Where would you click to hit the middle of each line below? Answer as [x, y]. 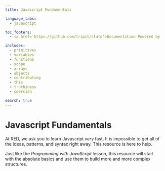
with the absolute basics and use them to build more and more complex [78, 159]
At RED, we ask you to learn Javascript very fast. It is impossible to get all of [82, 138]
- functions [22, 59]
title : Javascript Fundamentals [38, 10]
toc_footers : [19, 32]
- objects [20, 73]
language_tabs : [21, 19]
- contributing [25, 78]
